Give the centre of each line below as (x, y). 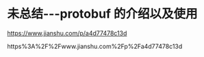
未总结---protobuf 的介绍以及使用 (102, 14)
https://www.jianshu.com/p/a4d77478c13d (67, 33)
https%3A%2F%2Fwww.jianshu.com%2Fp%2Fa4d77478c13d (95, 46)
